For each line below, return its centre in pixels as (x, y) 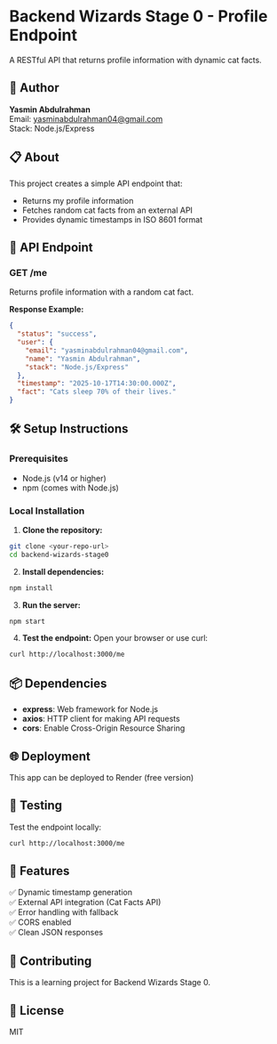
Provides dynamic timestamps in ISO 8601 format (112, 219)
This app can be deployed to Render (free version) (102, 777)
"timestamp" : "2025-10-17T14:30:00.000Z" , (97, 384)
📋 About (34, 158)
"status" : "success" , (57, 334)
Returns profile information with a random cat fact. (101, 292)
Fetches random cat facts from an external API (107, 210)
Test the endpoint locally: (55, 827)
